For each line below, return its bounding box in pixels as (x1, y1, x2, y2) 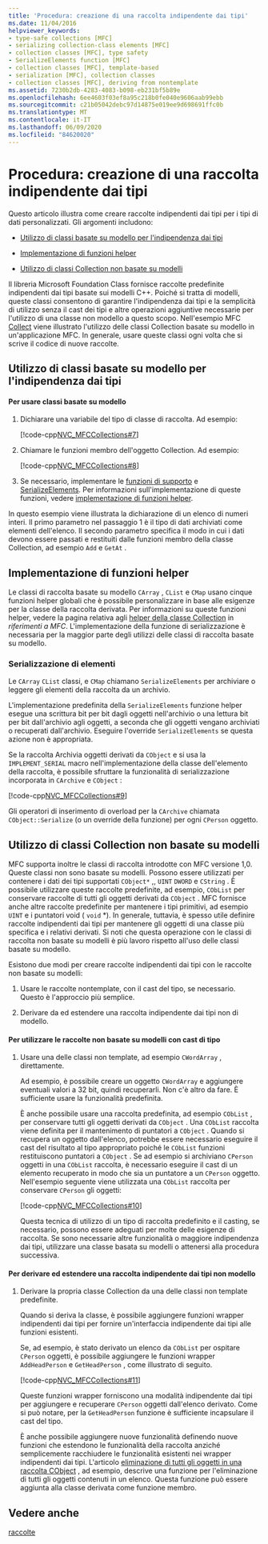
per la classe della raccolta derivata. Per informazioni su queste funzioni (8, 604, 246, 614)
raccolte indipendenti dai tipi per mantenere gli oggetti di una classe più (8, 919, 245, 929)
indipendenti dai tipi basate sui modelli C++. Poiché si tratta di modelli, (8, 287, 240, 297)
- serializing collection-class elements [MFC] (8, 42, 170, 50)
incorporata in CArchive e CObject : (8, 775, 122, 785)
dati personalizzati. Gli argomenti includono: (8, 217, 154, 226)
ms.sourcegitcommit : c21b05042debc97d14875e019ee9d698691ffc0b (8, 101, 224, 109)
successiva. (19, 1250, 60, 1260)
